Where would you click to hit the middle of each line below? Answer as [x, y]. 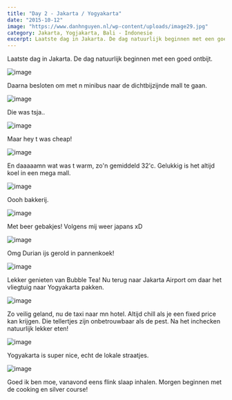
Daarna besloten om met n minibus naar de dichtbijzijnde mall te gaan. [107, 86]
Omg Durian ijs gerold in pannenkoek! [61, 253]
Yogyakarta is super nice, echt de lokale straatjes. [78, 355]
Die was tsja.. [26, 112]
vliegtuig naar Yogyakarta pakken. [56, 288]
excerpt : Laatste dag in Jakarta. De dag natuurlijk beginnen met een [111, 39]
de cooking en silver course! [48, 390]
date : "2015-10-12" [35, 20]
